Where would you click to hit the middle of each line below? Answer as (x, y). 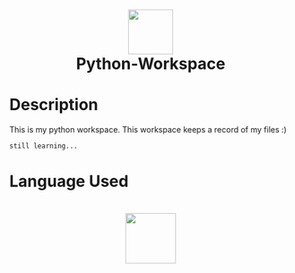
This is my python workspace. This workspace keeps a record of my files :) (148, 130)
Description (54, 105)
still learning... (43, 146)
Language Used (69, 181)
